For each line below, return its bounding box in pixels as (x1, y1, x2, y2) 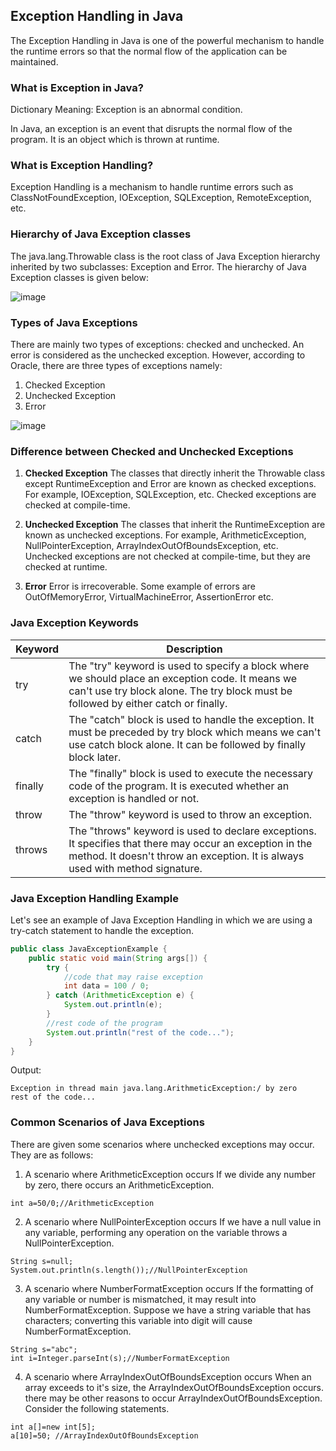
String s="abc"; (10, 1344, 78, 1354)
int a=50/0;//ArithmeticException (10, 1198, 155, 1208)
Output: (10, 1064, 42, 1076)
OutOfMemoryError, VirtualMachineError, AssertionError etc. (24, 591, 274, 603)
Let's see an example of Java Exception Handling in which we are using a (10, 914, 313, 926)
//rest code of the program (46, 1018, 163, 1028)
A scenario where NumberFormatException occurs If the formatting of (24, 1282, 314, 1294)
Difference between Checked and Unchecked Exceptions (10, 444, 294, 458)
